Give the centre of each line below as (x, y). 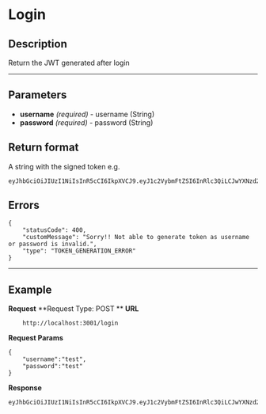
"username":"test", (55, 359)
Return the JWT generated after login (69, 63)
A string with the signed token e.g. (64, 166)
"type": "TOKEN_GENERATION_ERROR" (79, 251)
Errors (24, 205)
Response (25, 388)
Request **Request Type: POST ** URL (74, 309)
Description (38, 44)
